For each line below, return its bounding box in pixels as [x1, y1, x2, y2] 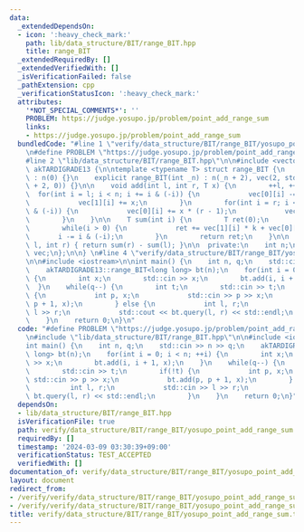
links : [25, 123, 51, 132]
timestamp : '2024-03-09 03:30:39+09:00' [17, 442, 172, 451]
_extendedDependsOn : [17, 22, 95, 31]
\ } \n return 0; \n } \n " [25, 316, 136, 326]
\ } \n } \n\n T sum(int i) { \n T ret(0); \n [25, 214, 270, 224]
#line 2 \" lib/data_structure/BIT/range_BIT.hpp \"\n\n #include [25, 156, 270, 166]
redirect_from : [9, 484, 67, 493]
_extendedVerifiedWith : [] [17, 64, 119, 73]
